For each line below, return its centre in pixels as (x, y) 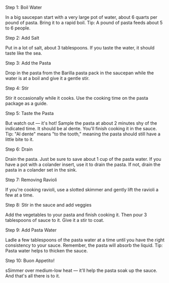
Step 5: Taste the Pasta (30, 113)
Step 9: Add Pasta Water (31, 230)
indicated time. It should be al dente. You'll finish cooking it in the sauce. (81, 129)
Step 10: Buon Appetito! (30, 261)
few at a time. (20, 195)
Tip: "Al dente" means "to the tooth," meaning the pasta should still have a (83, 134)
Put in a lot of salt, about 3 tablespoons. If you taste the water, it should (80, 48)
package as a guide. (26, 103)
